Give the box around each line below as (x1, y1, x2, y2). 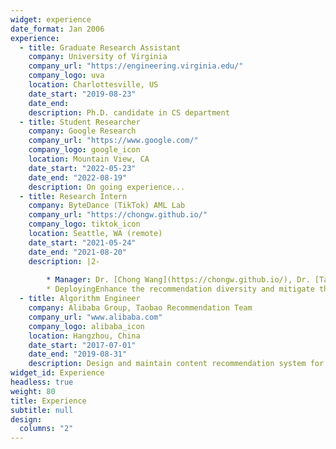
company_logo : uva (28, 71, 105, 81)
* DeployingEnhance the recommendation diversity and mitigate (46, 284, 315, 295)
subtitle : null (10, 405, 74, 415)
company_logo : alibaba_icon (28, 321, 145, 331)
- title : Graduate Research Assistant (19, 42, 182, 53)
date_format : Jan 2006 (10, 24, 105, 34)
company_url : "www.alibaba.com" (28, 312, 163, 322)
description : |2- (28, 256, 101, 266)
